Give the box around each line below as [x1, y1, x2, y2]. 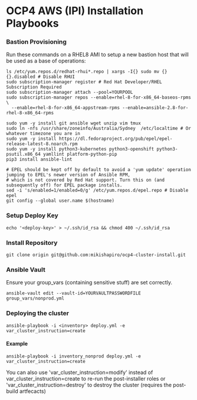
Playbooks [6, 17, 59, 30]
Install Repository [6, 238, 58, 247]
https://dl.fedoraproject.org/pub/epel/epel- [58, 136, 173, 142]
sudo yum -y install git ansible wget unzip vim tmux [6, 120, 142, 126]
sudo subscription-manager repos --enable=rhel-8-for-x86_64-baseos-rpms [6, 94, 192, 101]
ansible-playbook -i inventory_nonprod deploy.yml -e [6, 353, 142, 359]
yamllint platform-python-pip [43, 152, 117, 158]
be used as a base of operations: [6, 57, 86, 64]
